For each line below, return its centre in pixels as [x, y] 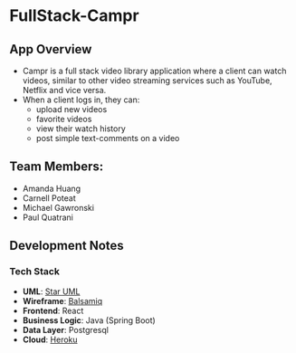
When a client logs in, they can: [81, 100]
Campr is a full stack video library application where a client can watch [154, 71]
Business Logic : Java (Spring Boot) [89, 320]
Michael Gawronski [58, 207]
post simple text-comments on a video [108, 138]
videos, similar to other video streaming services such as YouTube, [148, 81]
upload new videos [72, 109]
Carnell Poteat [49, 198]
